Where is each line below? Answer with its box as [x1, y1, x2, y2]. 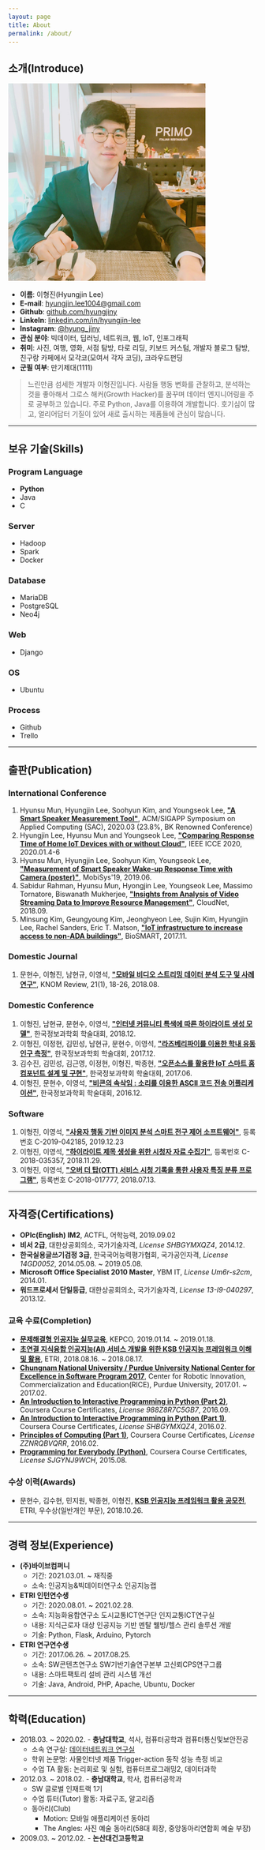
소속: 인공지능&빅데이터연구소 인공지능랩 [31, 1581, 157, 1590]
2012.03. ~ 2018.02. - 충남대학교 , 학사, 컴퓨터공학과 [19, 1773, 182, 1784]
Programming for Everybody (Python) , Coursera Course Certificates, [19, 1447, 248, 1457]
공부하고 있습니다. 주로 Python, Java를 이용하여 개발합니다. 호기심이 [35, 400, 247, 409]
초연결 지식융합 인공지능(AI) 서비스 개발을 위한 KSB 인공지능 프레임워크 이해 [19, 1345, 252, 1354]
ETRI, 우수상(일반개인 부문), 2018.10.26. [19, 1506, 144, 1515]
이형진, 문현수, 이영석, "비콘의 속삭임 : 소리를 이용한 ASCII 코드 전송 [19, 1078, 227, 1087]
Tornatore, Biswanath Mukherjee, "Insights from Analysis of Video [19, 889, 239, 899]
